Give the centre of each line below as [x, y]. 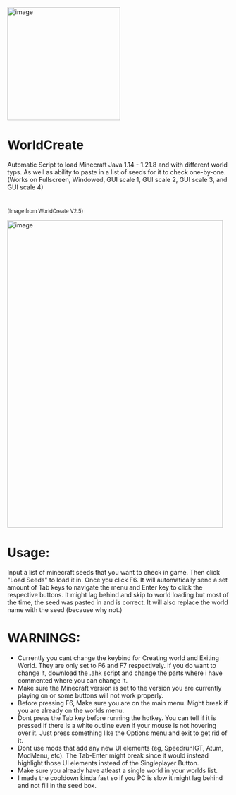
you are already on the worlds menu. [71, 710]
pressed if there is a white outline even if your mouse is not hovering [117, 725]
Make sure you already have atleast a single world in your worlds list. [118, 770]
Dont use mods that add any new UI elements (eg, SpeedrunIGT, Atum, [120, 748]
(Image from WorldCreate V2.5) [45, 211]
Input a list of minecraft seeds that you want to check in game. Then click [114, 573]
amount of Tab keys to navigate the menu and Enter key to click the [105, 587]
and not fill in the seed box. [57, 785]
